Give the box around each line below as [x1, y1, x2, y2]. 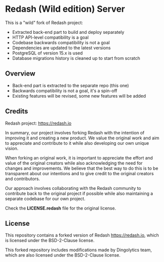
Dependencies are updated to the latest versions [12, 45, 111, 51]
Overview [5, 70, 36, 78]
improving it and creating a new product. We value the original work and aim [5, 135, 160, 141]
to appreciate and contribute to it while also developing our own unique [5, 140, 149, 146]
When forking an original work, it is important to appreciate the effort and [5, 155, 153, 160]
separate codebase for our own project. [5, 195, 86, 202]
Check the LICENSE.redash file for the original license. [5, 205, 116, 211]
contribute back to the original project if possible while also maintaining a [5, 190, 153, 196]
